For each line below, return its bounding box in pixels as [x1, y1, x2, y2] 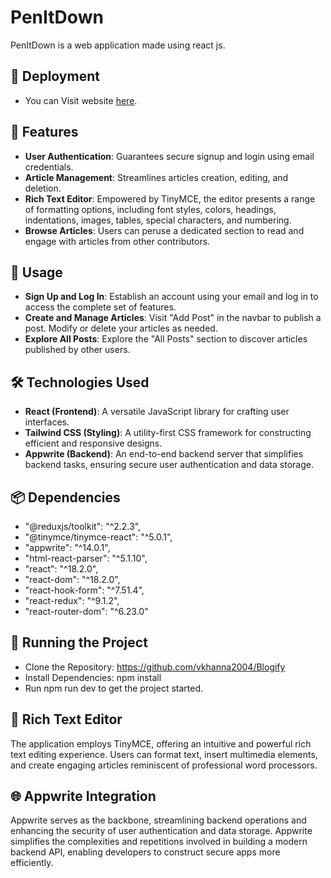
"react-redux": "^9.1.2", [24, 595, 120, 606]
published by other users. [24, 344, 131, 356]
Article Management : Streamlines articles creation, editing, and [24, 171, 289, 183]
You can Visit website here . [24, 94, 138, 106]
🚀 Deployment [10, 68, 100, 85]
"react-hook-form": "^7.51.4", [24, 584, 145, 596]
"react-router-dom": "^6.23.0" [24, 606, 149, 617]
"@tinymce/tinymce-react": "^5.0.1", [24, 531, 173, 543]
